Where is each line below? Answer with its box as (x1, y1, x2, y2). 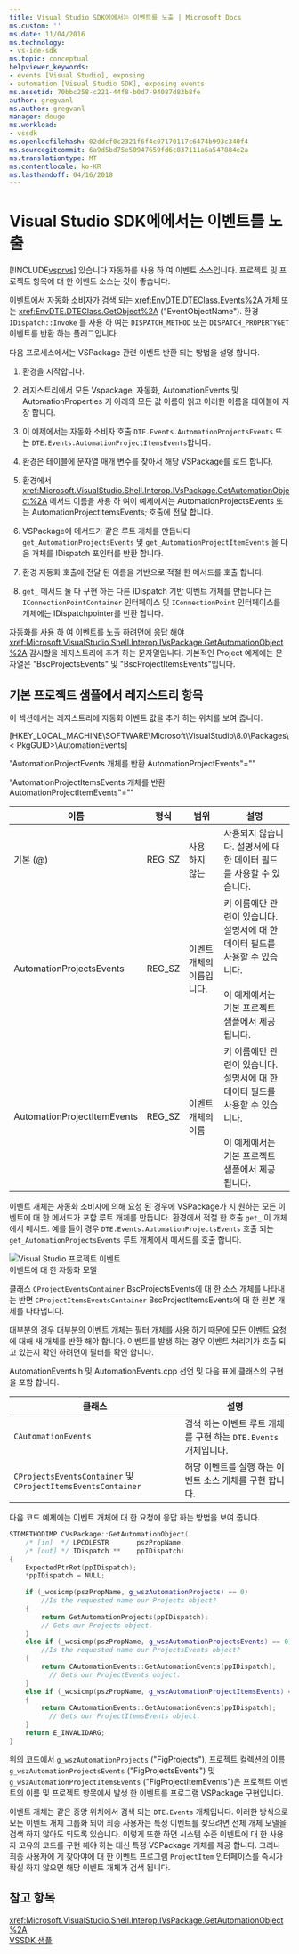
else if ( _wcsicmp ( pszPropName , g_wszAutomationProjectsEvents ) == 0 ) (25, 1637, 293, 1647)
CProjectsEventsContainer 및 (13, 1470, 134, 1482)
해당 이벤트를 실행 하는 (184, 1461, 274, 1473)
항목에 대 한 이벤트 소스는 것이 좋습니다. (32, 276, 171, 287)
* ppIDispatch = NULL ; (25, 1571, 105, 1580)
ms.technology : (9, 37, 66, 47)
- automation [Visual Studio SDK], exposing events (9, 79, 205, 88)
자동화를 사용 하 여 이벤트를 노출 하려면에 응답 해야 (9, 627, 185, 637)
